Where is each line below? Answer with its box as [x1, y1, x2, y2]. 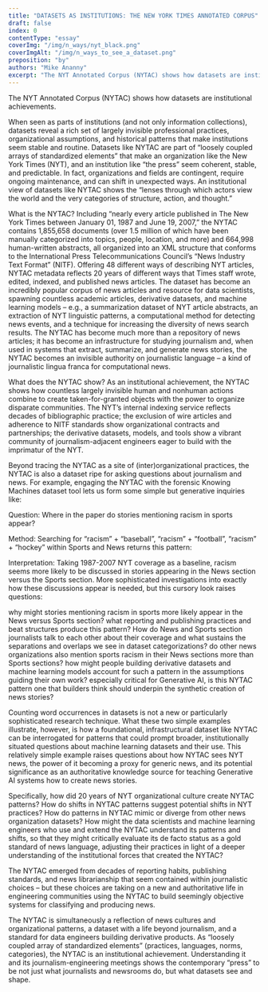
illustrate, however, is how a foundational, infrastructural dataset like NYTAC [8, 724, 258, 734]
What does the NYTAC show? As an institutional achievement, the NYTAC [8, 377, 250, 387]
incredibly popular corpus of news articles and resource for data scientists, [8, 285, 255, 295]
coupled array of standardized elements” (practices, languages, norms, [8, 940, 243, 950]
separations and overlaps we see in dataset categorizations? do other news [8, 641, 257, 651]
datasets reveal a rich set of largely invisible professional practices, [8, 125, 230, 135]
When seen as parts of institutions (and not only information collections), [8, 117, 248, 126]
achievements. [8, 101, 57, 111]
